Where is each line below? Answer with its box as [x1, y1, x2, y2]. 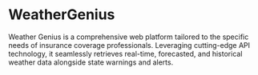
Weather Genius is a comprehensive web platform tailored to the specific [8, 32, 249, 41]
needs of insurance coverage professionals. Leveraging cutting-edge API [8, 40, 251, 49]
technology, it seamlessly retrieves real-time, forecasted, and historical [8, 49, 243, 58]
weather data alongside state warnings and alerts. [8, 57, 174, 67]
